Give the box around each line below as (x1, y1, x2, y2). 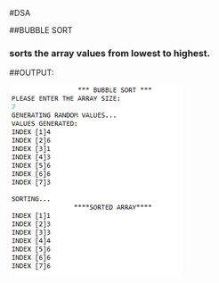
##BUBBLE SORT (9, 25, 73, 35)
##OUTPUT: (9, 67, 54, 79)
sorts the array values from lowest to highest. (9, 46, 211, 59)
